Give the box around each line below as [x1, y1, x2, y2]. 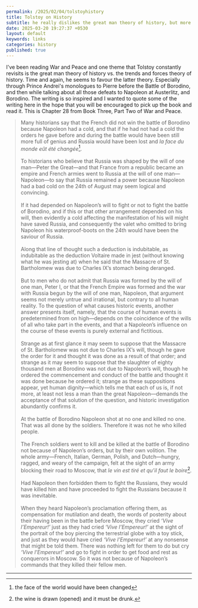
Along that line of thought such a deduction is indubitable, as [20, 246, 169, 253]
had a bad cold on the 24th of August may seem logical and [20, 183, 166, 190]
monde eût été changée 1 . [20, 144, 82, 152]
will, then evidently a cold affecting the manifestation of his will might [20, 214, 189, 221]
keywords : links [6, 36, 46, 42]
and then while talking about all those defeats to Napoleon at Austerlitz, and [6, 88, 190, 95]
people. [20, 428, 39, 435]
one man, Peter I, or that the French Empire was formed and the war [20, 284, 186, 291]
